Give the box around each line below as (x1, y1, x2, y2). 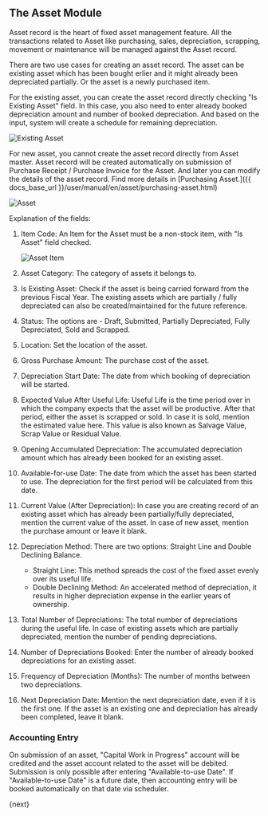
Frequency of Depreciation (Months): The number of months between (20, 671, 250, 680)
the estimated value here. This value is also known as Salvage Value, (20, 420, 246, 430)
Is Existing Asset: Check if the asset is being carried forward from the (20, 283, 250, 294)
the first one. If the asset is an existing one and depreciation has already (20, 704, 258, 713)
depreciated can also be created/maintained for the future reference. (20, 301, 248, 310)
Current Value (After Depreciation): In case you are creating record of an (20, 500, 259, 510)
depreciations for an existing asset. (20, 656, 136, 665)
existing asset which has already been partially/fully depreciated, (20, 509, 235, 518)
